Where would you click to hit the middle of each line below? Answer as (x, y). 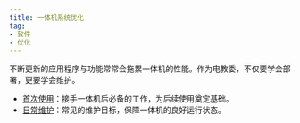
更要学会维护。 (52, 80)
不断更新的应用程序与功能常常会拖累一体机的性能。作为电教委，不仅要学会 (146, 69)
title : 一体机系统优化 (47, 17)
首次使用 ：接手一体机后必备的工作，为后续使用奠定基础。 (128, 99)
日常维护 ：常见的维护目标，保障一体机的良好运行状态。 (124, 110)
